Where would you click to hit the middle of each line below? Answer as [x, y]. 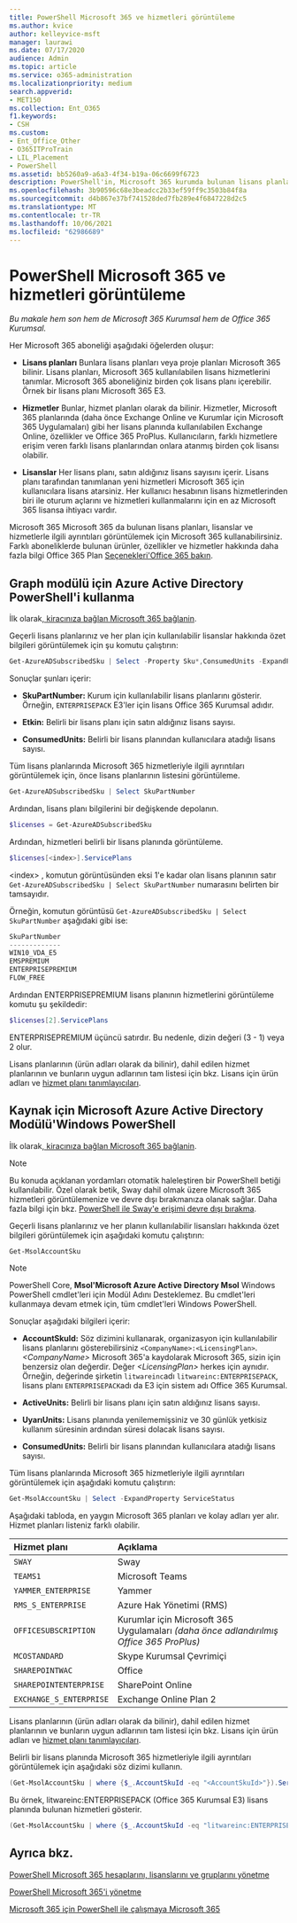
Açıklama [137, 1547]
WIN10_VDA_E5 [33, 953]
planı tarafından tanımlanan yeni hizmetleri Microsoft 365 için [133, 482]
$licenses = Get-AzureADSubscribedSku [80, 825]
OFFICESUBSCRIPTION [54, 1631]
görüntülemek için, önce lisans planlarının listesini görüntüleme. [125, 775]
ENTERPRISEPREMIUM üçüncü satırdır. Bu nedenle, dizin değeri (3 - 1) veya [147, 1037]
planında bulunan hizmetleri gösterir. [76, 1810]
